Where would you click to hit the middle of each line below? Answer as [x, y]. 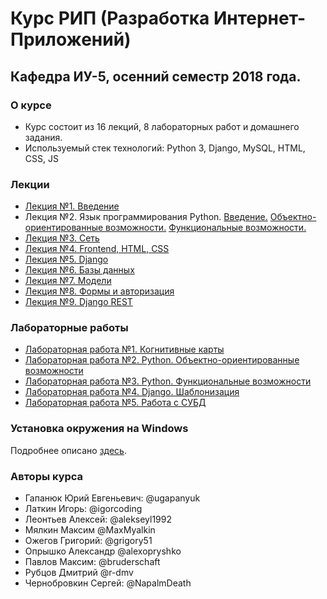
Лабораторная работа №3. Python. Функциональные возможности [168, 381]
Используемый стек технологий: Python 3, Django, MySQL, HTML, [165, 148]
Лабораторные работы [69, 328]
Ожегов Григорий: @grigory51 [88, 541]
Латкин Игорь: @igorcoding [83, 509]
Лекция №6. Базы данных [79, 270]
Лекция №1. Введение [72, 206]
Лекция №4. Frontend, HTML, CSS [97, 249]
